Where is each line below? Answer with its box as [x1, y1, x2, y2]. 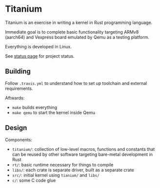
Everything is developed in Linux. [5, 43, 72, 49]
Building [5, 67, 31, 76]
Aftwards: [5, 95, 25, 101]
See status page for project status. [5, 53, 75, 59]
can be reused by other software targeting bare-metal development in [12, 151, 153, 157]
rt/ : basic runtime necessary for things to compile [12, 162, 114, 167]
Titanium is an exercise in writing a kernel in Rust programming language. [5, 20, 153, 25]
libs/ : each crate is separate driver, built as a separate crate [12, 167, 134, 173]
